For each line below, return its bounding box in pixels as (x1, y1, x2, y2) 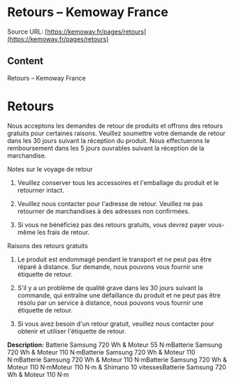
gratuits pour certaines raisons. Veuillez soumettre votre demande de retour (7, 129, 226, 137)
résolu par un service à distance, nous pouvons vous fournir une (17, 299, 204, 307)
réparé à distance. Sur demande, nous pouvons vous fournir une (17, 262, 204, 270)
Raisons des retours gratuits (7, 241, 89, 249)
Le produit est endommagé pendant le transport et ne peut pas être (17, 255, 212, 263)
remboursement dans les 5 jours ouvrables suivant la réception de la (7, 144, 205, 152)
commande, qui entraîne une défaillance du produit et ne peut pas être (17, 291, 221, 299)
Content (7, 55, 44, 67)
